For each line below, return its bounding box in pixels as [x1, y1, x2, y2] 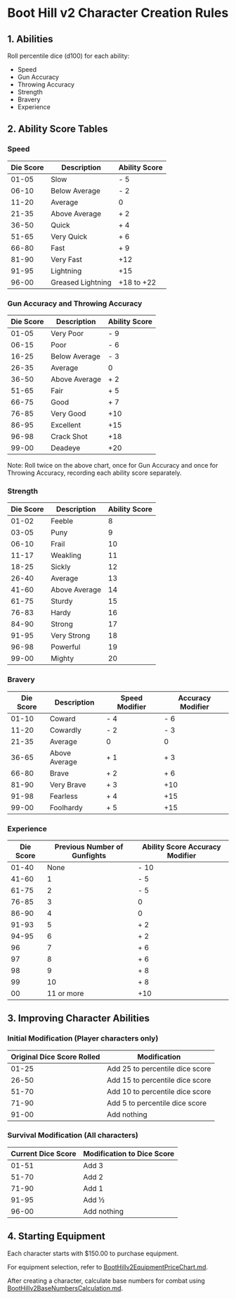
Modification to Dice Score [83, 1148, 175, 1158]
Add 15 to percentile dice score [106, 1075, 211, 1085]
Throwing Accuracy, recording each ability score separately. [7, 468, 182, 477]
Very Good [51, 409, 86, 418]
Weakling [51, 551, 82, 561]
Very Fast [51, 254, 82, 264]
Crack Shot [51, 431, 88, 441]
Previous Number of [54, 842, 124, 852]
